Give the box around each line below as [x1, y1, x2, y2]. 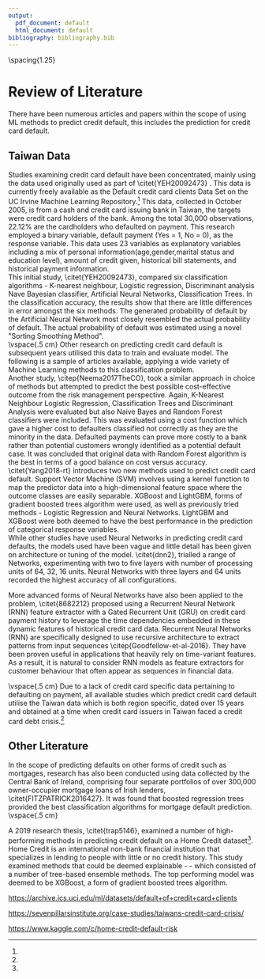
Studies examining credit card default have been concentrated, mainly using [8, 170, 256, 179]
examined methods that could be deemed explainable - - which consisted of [8, 860, 256, 871]
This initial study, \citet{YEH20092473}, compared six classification [8, 272, 228, 282]
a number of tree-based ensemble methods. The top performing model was [8, 869, 255, 878]
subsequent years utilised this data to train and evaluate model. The [8, 347, 229, 357]
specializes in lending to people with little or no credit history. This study [8, 852, 243, 862]
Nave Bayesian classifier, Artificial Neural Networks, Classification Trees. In [8, 289, 252, 298]
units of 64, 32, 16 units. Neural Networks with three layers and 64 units [8, 567, 241, 576]
